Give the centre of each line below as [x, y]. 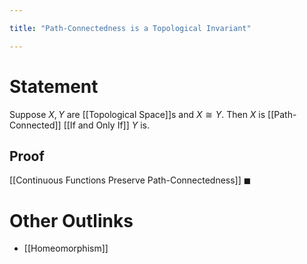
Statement [54, 86]
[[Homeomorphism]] [66, 248]
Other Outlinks [71, 220]
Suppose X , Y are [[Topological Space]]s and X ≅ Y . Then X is [137, 114]
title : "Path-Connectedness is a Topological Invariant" [130, 28]
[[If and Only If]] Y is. [107, 125]
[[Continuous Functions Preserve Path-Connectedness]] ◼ [130, 180]
